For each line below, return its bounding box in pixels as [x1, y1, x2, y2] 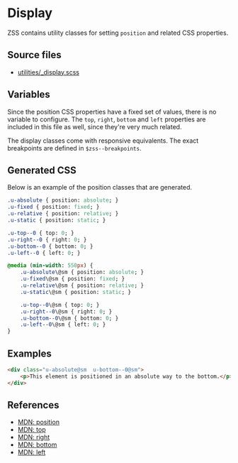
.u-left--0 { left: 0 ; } [7, 249, 81, 256]
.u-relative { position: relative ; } [7, 210, 119, 217]
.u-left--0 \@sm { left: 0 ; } [20, 321, 106, 328]
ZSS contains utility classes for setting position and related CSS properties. [7, 28, 229, 37]
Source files [7, 49, 62, 61]
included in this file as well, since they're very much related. [7, 122, 182, 131]
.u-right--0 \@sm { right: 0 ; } [20, 307, 113, 315]
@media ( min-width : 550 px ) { [7, 262, 93, 269]
